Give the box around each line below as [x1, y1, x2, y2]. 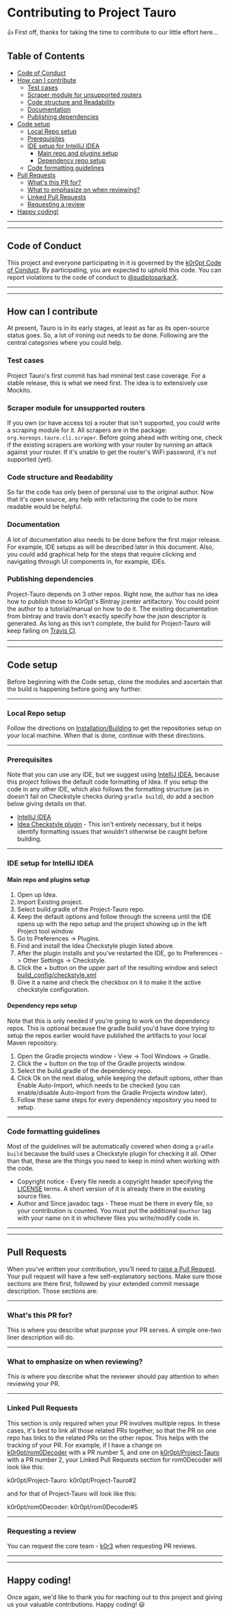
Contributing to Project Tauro [7, 5, 177, 21]
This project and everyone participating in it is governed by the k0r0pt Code [7, 258, 222, 267]
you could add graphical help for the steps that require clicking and [7, 550, 196, 558]
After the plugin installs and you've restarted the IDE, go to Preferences [16, 949, 218, 958]
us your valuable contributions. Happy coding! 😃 [7, 1600, 145, 1608]
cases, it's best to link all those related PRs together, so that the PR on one [7, 1426, 217, 1434]
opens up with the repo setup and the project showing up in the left [16, 920, 207, 928]
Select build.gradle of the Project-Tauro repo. [16, 905, 145, 914]
